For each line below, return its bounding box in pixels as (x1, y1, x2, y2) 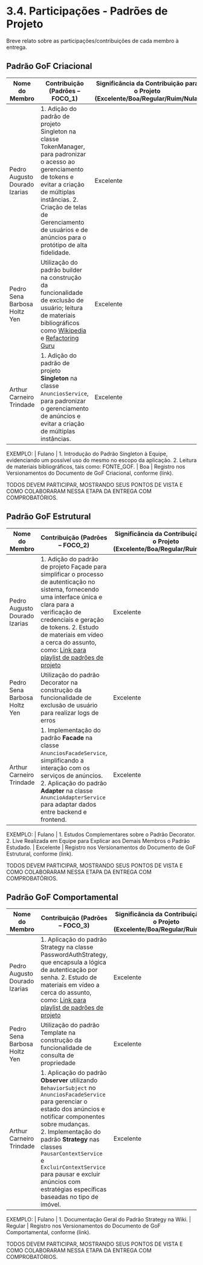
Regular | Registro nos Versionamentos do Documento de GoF (6, 1222, 161, 1230)
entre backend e (40, 807, 87, 816)
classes (40, 1143, 62, 1151)
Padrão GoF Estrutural (6, 512, 91, 522)
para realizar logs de (40, 708, 99, 717)
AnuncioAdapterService (40, 794, 106, 801)
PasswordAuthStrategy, (40, 951, 108, 959)
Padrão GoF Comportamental (6, 892, 119, 902)
